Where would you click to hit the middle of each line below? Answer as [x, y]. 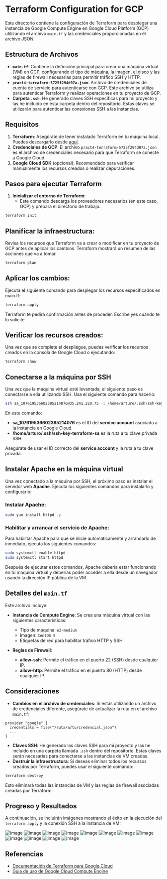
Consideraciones [32, 691]
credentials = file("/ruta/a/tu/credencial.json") [63, 727]
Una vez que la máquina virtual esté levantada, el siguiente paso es [74, 389]
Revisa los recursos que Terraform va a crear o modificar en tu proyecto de [82, 243]
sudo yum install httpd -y [33, 515]
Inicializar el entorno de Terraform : [49, 196]
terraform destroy [24, 775]
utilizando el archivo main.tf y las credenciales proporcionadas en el [76, 33]
